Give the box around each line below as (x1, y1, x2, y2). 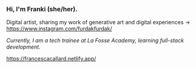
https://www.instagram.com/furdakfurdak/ (6, 25, 112, 32)
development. (6, 43, 41, 50)
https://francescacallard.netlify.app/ (6, 55, 96, 63)
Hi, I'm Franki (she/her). (6, 5, 78, 13)
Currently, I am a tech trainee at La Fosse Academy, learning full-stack (6, 37, 184, 44)
